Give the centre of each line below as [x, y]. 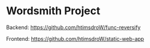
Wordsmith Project [53, 11]
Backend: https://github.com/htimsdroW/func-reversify [74, 27]
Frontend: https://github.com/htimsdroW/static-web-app [75, 39]
